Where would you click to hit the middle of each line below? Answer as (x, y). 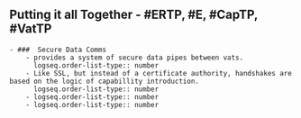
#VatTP (31, 29)
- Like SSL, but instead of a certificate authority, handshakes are (159, 73)
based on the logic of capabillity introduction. (105, 81)
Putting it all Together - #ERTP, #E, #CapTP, (134, 15)
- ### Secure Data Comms (58, 50)
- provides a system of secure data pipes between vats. (135, 58)
